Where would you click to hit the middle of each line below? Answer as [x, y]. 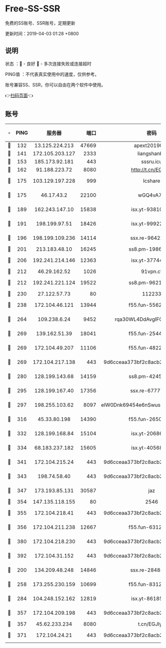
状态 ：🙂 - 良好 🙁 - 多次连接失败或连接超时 [48, 64]
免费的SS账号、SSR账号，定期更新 [40, 23]
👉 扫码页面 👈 [19, 95]
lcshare [152, 181]
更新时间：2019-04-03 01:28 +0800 [42, 33]
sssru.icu [152, 161]
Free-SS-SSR [33, 9]
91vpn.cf [152, 271]
